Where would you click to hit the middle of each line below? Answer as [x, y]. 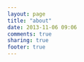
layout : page [26, 14]
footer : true [26, 47]
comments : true [30, 34]
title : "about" [30, 21]
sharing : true [28, 41]
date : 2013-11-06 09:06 [42, 27]
